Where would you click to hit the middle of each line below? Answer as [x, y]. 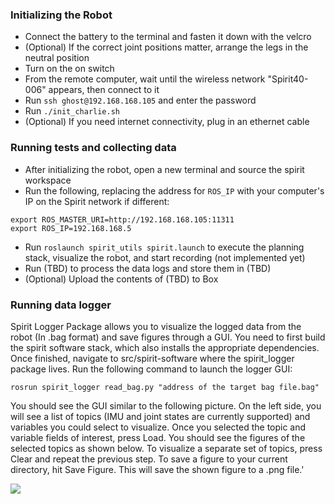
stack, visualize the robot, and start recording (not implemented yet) [165, 257]
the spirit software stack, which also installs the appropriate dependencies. [165, 347]
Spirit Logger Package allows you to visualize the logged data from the [156, 326]
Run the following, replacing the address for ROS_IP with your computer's [174, 190]
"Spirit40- [288, 79]
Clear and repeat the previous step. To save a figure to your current [149, 459]
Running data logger [61, 305]
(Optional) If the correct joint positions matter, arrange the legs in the [166, 47]
